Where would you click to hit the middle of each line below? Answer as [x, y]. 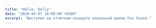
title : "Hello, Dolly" [28, 9]
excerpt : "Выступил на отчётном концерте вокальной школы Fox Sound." [78, 18]
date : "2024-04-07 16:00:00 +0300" [41, 14]
